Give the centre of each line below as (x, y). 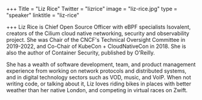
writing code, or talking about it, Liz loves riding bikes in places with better (99, 84)
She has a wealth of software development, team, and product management (101, 64)
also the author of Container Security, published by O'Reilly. (81, 53)
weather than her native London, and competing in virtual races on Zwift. (97, 90)
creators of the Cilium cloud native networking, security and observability (98, 33)
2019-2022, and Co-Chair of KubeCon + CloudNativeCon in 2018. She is (96, 46)
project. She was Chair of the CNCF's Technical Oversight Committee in (96, 40)
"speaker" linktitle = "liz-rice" (43, 15)
